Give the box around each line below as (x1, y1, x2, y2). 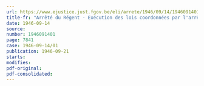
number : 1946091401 (6, 31, 56, 38)
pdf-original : (6, 65, 42, 71)
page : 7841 (6, 37, 34, 43)
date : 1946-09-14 (6, 20, 50, 26)
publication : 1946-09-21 (6, 48, 69, 55)
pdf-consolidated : (6, 71, 53, 77)
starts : (6, 54, 26, 60)
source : (6, 25, 26, 32)
